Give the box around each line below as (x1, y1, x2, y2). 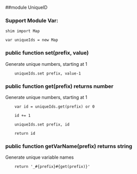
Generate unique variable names (5, 154, 74, 160)
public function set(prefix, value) (5, 49, 89, 57)
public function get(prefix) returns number (5, 83, 113, 90)
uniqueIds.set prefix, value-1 (14, 71, 81, 76)
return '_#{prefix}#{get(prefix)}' (14, 164, 90, 169)
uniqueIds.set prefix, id (14, 122, 70, 127)
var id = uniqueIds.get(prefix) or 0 (14, 104, 95, 109)
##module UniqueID (5, 5, 48, 10)
